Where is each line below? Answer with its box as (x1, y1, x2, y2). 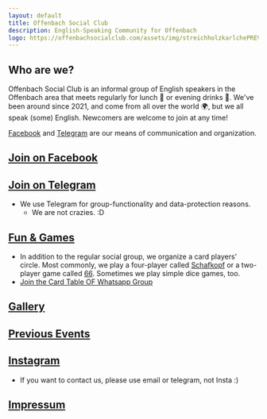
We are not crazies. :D (31, 208, 105, 217)
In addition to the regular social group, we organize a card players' (19, 252, 238, 262)
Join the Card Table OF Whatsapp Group (19, 277, 153, 286)
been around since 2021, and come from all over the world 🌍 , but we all (8, 102, 244, 111)
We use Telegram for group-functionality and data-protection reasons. (19, 199, 251, 209)
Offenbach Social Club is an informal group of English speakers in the (8, 84, 236, 94)
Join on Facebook (8, 152, 99, 165)
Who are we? (8, 63, 75, 76)
